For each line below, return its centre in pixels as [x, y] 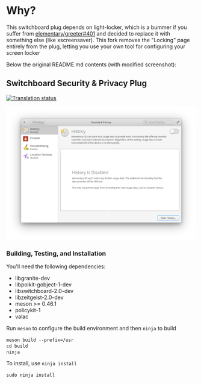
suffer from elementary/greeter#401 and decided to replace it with [88, 33]
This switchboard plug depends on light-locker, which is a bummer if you [97, 27]
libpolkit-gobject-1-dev [43, 285]
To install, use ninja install [42, 364]
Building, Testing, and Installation [56, 254]
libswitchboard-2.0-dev [44, 291]
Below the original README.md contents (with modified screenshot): [91, 65]
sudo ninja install [31, 375]
